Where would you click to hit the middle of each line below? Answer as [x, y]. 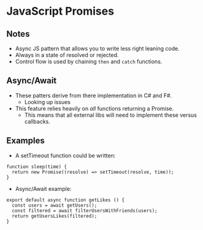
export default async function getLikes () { [65, 200]
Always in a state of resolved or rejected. [67, 55]
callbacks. [37, 121]
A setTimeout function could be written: [65, 155]
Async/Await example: [43, 188]
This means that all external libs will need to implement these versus [111, 115]
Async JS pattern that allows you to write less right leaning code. [97, 48]
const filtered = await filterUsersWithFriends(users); [85, 210]
